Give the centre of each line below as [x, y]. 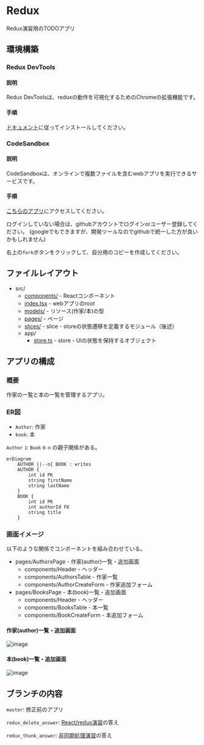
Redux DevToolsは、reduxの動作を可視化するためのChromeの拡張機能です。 [102, 97]
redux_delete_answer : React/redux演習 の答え [63, 722]
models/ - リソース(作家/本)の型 [64, 311]
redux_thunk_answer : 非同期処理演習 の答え [59, 736]
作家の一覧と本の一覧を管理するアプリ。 [57, 395]
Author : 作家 [30, 427]
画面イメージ [25, 534]
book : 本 [25, 434]
